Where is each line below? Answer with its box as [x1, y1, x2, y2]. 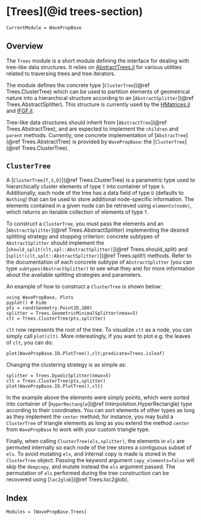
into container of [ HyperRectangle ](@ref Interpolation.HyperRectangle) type [6, 400, 193, 407]
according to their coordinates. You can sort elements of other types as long [6, 406, 195, 413]
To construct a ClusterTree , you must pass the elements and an [6, 220, 164, 227]
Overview [6, 41, 44, 51]
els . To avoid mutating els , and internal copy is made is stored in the [6, 450, 176, 457]
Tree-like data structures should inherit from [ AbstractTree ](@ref [6, 119, 167, 126]
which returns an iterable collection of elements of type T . [6, 208, 149, 215]
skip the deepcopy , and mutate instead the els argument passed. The [6, 463, 176, 470]
